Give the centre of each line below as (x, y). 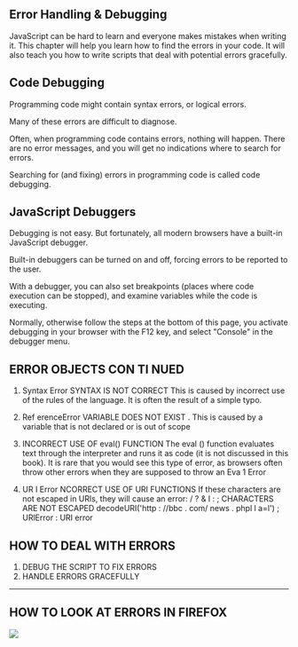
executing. (28, 305)
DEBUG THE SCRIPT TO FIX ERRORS (89, 567)
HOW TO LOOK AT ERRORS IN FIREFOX (118, 613)
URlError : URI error (57, 517)
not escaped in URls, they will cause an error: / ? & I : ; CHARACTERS (148, 499)
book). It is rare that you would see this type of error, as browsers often (152, 463)
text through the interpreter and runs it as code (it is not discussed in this (155, 454)
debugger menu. (40, 342)
